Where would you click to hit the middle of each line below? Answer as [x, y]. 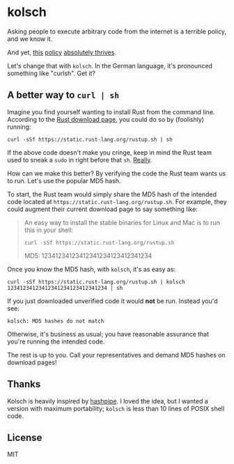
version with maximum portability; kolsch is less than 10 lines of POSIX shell [116, 408]
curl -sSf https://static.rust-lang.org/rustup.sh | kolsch [96, 282]
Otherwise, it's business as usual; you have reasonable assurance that [108, 334]
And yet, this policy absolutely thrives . [62, 52]
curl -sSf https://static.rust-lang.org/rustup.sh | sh [90, 139]
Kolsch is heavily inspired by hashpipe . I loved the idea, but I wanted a [108, 401]
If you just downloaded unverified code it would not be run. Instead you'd [112, 301]
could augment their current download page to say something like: [103, 209]
